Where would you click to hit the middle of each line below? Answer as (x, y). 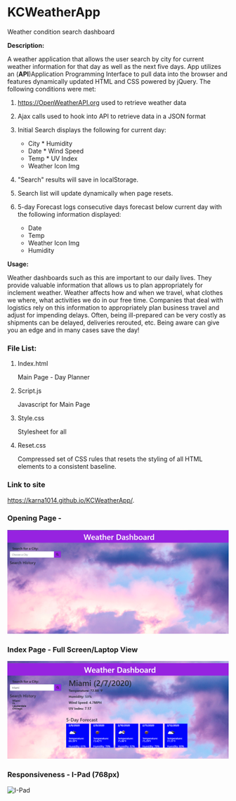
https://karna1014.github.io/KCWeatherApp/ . (71, 500)
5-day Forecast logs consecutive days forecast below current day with (120, 207)
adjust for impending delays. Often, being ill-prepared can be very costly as (117, 315)
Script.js (29, 391)
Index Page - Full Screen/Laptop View (73, 650)
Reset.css (32, 446)
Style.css (31, 418)
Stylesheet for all (42, 432)
